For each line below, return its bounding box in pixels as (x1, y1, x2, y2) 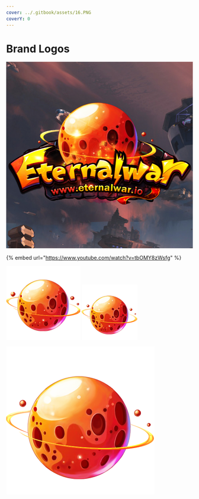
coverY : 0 (6, 15, 31, 22)
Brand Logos (6, 42, 70, 56)
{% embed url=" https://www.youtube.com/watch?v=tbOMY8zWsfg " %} (6, 255, 182, 262)
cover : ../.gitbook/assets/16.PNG (6, 9, 92, 15)
